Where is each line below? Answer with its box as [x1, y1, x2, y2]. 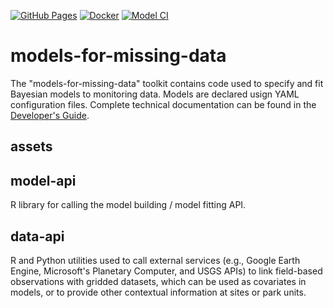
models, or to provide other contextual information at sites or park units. [10, 286, 307, 298]
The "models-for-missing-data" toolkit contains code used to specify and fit [10, 77, 324, 89]
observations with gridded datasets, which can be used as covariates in [10, 275, 307, 287]
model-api [10, 172, 77, 189]
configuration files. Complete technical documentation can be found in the [10, 98, 317, 110]
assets [10, 138, 53, 155]
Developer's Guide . [10, 109, 90, 121]
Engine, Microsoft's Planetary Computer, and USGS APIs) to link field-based [10, 265, 323, 277]
